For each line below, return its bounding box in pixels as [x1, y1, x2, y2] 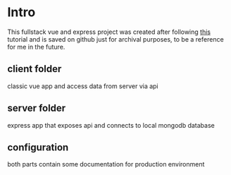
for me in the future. [7, 42, 65, 51]
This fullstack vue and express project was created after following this [7, 28, 211, 36]
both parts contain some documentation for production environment [7, 160, 205, 169]
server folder [7, 102, 66, 114]
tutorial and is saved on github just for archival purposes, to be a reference [7, 35, 224, 43]
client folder [7, 63, 62, 75]
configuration [7, 141, 69, 153]
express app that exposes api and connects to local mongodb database [7, 121, 215, 129]
